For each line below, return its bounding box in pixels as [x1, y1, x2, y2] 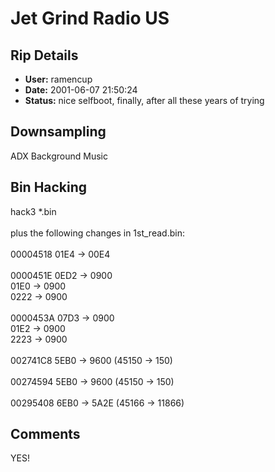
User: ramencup [24, 73, 93, 85]
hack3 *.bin [10, 205, 57, 217]
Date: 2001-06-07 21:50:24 [24, 84, 138, 96]
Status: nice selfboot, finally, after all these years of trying [24, 95, 265, 106]
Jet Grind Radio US [10, 7, 170, 30]
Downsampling [10, 123, 107, 141]
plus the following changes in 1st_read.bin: [10, 227, 185, 239]
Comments [10, 426, 81, 443]
